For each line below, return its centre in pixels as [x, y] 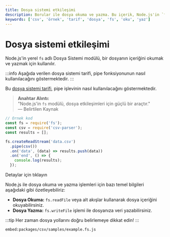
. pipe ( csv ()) [24, 146]
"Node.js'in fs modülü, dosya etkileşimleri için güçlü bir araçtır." [84, 104]
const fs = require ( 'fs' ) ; [34, 123]
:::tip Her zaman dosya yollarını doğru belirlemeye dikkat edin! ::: [72, 220]
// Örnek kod [19, 118]
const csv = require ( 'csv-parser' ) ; [44, 128]
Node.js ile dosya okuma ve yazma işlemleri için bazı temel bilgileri [75, 184]
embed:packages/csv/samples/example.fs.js [51, 230]
